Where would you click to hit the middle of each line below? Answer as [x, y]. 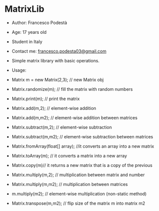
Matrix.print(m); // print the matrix [46, 99]
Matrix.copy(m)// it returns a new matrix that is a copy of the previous [82, 165]
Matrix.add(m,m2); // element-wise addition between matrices [75, 118]
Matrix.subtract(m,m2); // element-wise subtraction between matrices [82, 136]
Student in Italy [27, 41]
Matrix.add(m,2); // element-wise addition [54, 108]
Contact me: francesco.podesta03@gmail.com [59, 51]
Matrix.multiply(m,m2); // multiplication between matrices [70, 184]
